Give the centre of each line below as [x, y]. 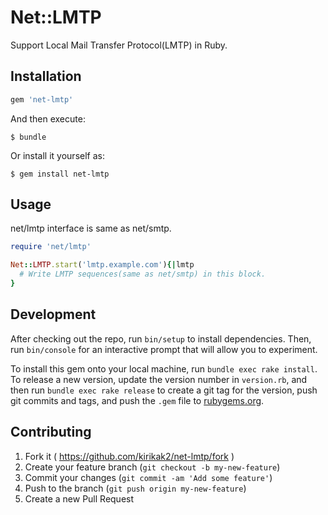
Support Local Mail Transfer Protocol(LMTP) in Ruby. [119, 45]
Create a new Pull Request [79, 498]
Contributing [51, 432]
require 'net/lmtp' [51, 247]
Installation [46, 76]
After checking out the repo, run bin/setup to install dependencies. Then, [161, 338]
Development [53, 314]
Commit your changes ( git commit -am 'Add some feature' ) [148, 477]
